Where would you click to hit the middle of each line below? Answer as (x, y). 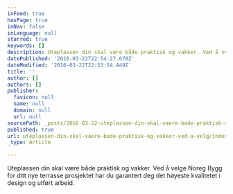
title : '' (21, 71)
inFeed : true (26, 14)
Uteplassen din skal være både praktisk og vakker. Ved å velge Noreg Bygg (115, 168)
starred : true (28, 39)
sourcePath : (24, 123)
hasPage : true (28, 20)
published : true (31, 130)
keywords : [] (26, 46)
